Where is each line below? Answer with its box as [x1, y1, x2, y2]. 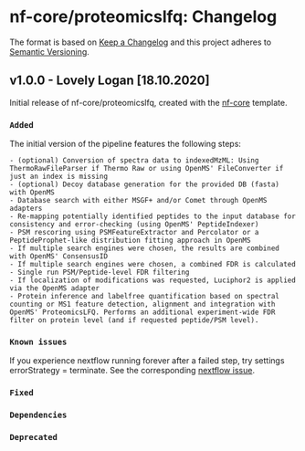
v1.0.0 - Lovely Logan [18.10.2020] [9, 73, 210, 89]
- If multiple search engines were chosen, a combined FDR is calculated [9, 260, 297, 269]
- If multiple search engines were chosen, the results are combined [9, 244, 280, 253]
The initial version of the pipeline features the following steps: [9, 139, 242, 150]
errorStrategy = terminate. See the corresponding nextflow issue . [9, 365, 256, 376]
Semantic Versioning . [9, 46, 89, 57]
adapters [9, 204, 43, 214]
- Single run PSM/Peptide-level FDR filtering [9, 267, 190, 278]
